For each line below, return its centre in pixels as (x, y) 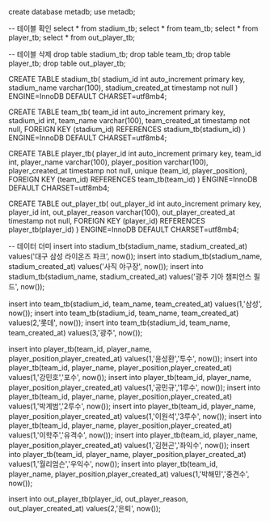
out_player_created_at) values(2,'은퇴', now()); (85, 508)
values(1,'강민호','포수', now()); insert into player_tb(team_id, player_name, (130, 377)
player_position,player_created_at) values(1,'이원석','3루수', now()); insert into (135, 416)
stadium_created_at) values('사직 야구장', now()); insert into (106, 266)
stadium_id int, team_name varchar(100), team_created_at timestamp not (129, 120)
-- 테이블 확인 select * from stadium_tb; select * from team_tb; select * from (133, 28)
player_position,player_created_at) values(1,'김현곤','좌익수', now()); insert (129, 445)
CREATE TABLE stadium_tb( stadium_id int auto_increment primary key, (127, 79)
